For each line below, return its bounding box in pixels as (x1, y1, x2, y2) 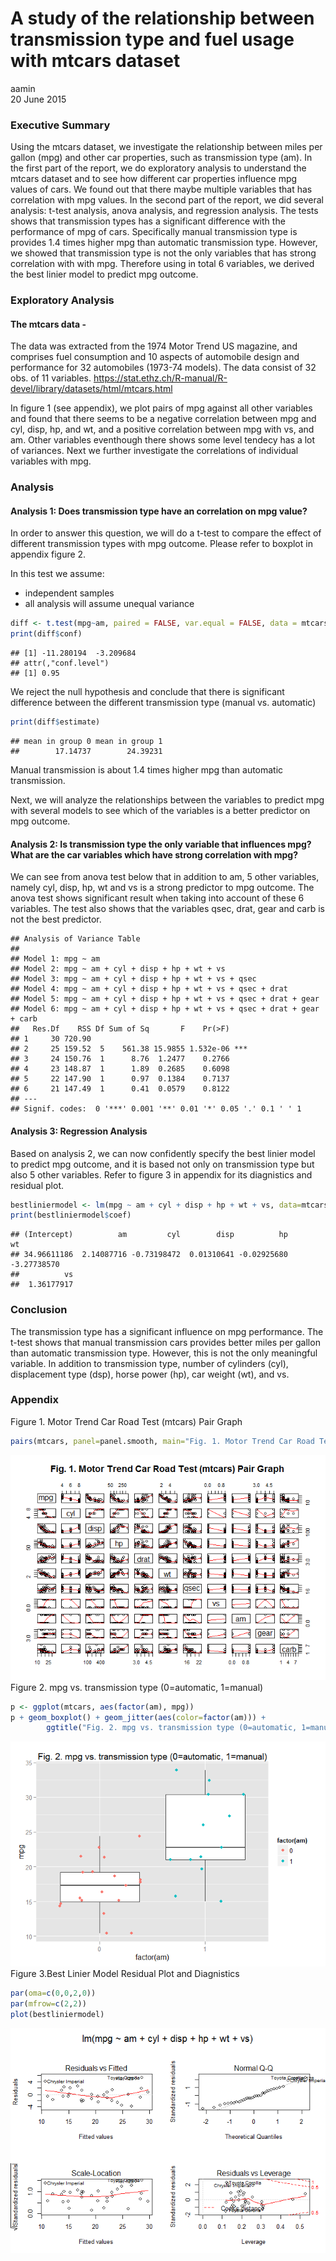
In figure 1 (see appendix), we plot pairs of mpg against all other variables (10, 402, 313, 414)
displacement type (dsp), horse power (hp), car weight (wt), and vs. (10, 1368, 290, 1380)
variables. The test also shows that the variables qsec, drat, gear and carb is (10, 903, 325, 915)
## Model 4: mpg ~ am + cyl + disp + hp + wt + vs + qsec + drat (10, 984, 288, 994)
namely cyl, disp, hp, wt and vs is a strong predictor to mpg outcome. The (10, 882, 315, 894)
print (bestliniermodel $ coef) (10, 1210, 132, 1221)
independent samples (24, 587, 115, 599)
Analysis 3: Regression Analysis (10, 1125, 148, 1137)
